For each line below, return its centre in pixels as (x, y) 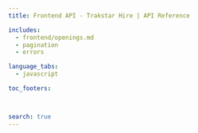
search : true (30, 116)
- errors (30, 53)
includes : (25, 30)
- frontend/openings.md (54, 37)
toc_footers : (30, 88)
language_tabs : (33, 67)
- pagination (37, 45)
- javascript (37, 74)
